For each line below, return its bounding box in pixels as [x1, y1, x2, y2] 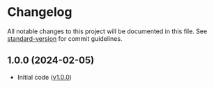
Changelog [7, 4, 72, 20]
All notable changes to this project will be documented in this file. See [7, 27, 208, 35]
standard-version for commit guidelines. [7, 34, 123, 42]
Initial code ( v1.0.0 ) [17, 73, 72, 81]
